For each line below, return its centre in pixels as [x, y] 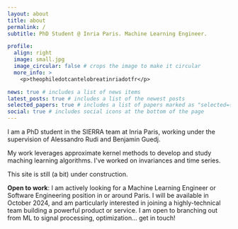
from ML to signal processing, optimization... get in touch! [91, 218]
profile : [20, 47]
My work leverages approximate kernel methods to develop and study [109, 153]
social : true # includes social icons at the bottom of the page [106, 112]
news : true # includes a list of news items [74, 92]
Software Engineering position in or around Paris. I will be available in [108, 195]
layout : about [28, 14]
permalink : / [27, 27]
